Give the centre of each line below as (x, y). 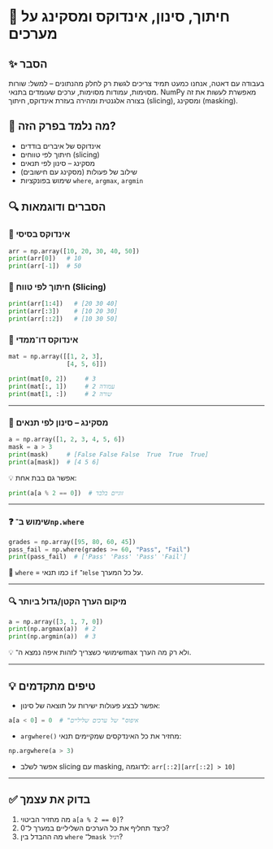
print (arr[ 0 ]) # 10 (45, 259)
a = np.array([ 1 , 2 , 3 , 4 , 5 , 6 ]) (67, 440)
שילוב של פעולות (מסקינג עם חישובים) (79, 172)
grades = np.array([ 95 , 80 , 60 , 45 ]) (72, 542)
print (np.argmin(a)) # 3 (52, 637)
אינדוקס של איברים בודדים (61, 146)
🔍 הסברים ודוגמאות (57, 207)
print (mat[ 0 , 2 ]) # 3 (52, 379)
